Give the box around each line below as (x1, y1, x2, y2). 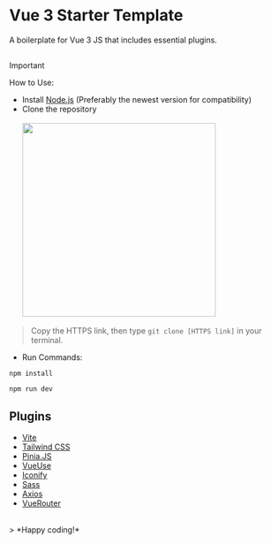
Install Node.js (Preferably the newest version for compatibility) (21, 95, 252, 105)
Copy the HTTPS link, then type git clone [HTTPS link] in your (30, 326, 262, 336)
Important (9, 60, 45, 71)
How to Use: (9, 77, 55, 88)
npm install (9, 369, 53, 379)
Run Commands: (21, 352, 83, 363)
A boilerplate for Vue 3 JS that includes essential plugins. (9, 34, 218, 45)
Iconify (21, 470, 48, 480)
